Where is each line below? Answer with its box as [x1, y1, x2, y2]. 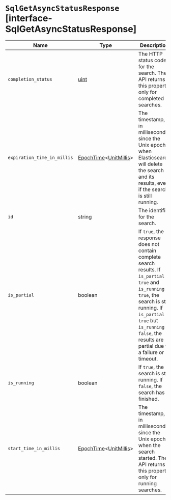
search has [138, 388, 165, 396]
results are [138, 336, 164, 343]
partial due [138, 342, 164, 349]
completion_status [8, 76, 52, 82]
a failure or [138, 349, 164, 356]
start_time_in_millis [8, 446, 60, 451]
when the [138, 441, 161, 449]
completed [138, 95, 164, 102]
